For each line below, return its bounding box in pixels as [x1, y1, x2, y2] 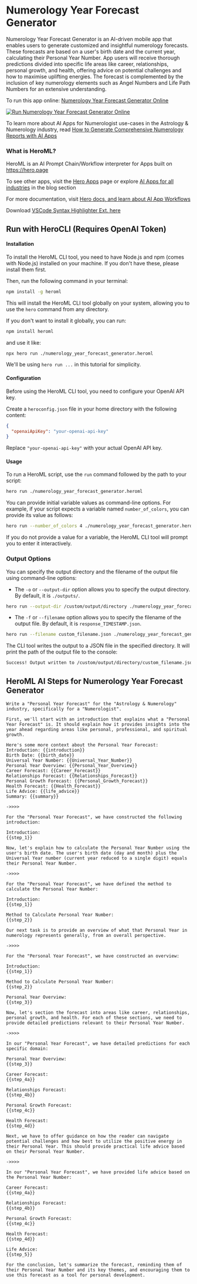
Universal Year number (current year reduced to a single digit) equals [6, 855, 188, 861]
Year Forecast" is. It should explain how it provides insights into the [6, 721, 191, 727]
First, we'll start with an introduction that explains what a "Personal [6, 716, 191, 722]
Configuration [6, 375, 41, 382]
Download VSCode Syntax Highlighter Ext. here [6, 207, 121, 214]
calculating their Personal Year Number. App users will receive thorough [6, 54, 180, 61]
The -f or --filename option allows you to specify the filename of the [14, 614, 182, 621]
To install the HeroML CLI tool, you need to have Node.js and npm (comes [6, 254, 185, 261]
